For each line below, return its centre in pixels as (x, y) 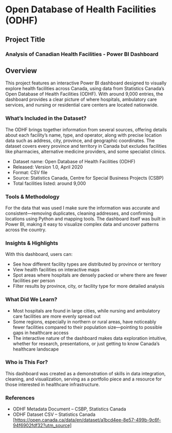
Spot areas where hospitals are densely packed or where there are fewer (90, 275)
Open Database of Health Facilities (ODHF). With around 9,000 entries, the (84, 94)
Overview (21, 71)
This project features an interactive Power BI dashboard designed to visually (86, 83)
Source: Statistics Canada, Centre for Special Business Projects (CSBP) (88, 178)
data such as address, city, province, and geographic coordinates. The (80, 141)
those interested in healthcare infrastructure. (53, 384)
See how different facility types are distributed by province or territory (87, 264)
